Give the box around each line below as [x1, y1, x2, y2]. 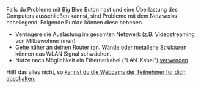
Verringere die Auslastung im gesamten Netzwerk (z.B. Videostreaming [15, 31, 196, 38]
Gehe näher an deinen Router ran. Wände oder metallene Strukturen [15, 43, 187, 51]
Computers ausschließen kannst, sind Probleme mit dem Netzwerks [6, 12, 177, 20]
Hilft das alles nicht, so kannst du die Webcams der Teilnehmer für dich [6, 68, 186, 76]
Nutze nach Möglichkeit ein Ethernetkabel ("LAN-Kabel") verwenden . [15, 57, 190, 64]
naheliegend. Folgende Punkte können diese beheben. [6, 19, 144, 26]
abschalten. [6, 75, 36, 82]
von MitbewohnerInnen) [15, 37, 76, 44]
